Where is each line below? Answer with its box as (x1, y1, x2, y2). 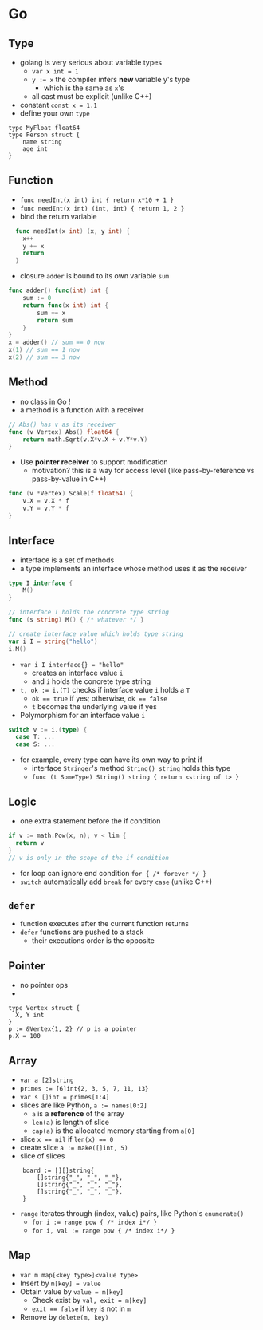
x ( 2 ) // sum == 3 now (8, 353, 80, 361)
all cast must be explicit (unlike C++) (31, 92, 152, 101)
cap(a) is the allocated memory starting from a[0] (31, 1126, 195, 1135)
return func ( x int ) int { (22, 301, 109, 310)
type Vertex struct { (8, 1004, 80, 1012)
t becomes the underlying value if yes (31, 701, 157, 711)
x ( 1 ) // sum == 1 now (8, 346, 80, 354)
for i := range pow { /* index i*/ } (31, 1218, 158, 1226)
